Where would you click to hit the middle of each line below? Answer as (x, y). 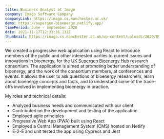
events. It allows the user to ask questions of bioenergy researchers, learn (80, 76)
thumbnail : (16, 37)
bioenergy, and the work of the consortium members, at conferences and (79, 71)
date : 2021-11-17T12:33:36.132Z (38, 32)
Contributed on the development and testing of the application (75, 110)
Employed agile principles (38, 116)
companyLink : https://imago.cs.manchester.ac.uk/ (57, 18)
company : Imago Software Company (39, 14)
